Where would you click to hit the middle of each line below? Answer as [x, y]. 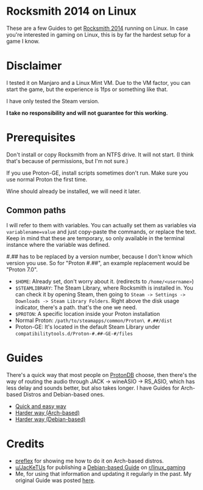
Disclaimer [34, 66]
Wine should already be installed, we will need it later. [74, 191]
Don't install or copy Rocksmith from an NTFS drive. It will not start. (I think [100, 155]
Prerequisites [41, 138]
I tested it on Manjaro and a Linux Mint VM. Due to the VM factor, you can [98, 82]
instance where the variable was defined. [58, 244]
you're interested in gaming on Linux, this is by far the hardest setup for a [98, 34]
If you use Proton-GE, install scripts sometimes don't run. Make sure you [98, 173]
